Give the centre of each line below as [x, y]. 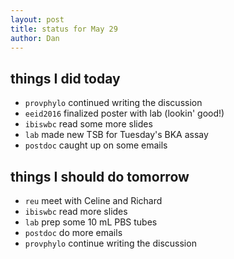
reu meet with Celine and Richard [93, 200]
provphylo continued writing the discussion [113, 103]
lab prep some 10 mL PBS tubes [91, 222]
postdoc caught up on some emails [96, 145]
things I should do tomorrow [100, 176]
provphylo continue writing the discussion [110, 243]
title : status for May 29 [64, 29]
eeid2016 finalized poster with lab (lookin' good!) [124, 113]
